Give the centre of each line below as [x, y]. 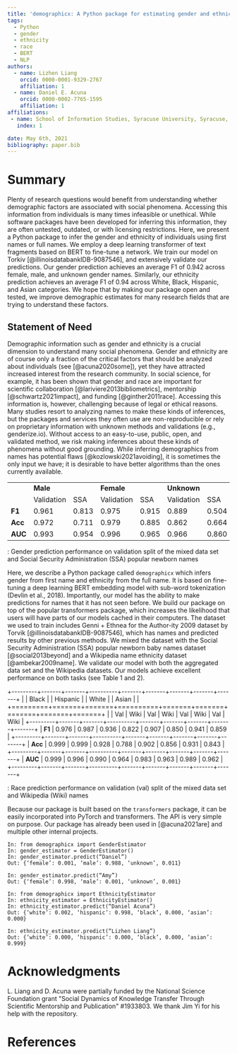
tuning [17, 588]
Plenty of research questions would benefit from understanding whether [112, 199]
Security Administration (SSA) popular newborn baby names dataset [107, 648]
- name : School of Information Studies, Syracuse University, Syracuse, [120, 119]
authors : [20, 66]
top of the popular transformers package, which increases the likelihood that [119, 610]
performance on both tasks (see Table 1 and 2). [76, 678]
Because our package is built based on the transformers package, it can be [117, 809]
